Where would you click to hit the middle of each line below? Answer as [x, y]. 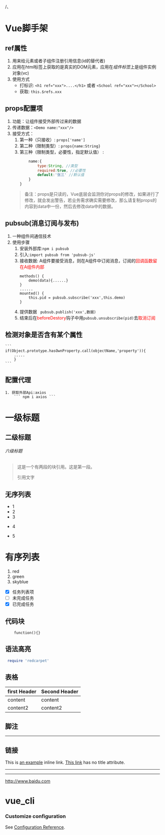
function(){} [27, 633]
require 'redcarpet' [28, 661]
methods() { [32, 276]
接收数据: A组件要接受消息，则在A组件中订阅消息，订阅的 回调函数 [86, 260]
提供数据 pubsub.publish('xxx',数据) [58, 312]
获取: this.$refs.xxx [41, 91]
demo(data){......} [49, 280]
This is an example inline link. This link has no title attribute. [65, 762]
